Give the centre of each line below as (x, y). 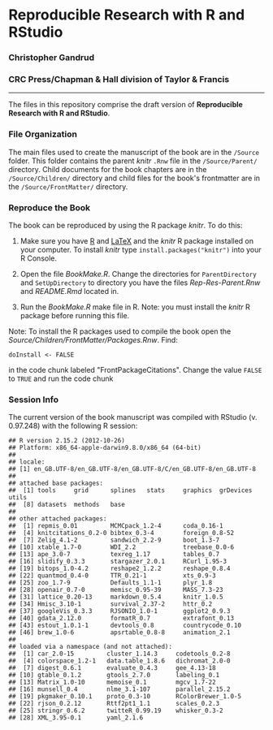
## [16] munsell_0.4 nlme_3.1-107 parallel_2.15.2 (119, 689)
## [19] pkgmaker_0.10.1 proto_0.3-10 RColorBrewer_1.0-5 (125, 697)
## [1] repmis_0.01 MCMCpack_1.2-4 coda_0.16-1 (116, 526)
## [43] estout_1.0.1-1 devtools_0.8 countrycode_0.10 (125, 626)
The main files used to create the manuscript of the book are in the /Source (134, 152)
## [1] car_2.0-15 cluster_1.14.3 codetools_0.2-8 (119, 654)
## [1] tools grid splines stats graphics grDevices (130, 490)
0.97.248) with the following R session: (73, 426)
